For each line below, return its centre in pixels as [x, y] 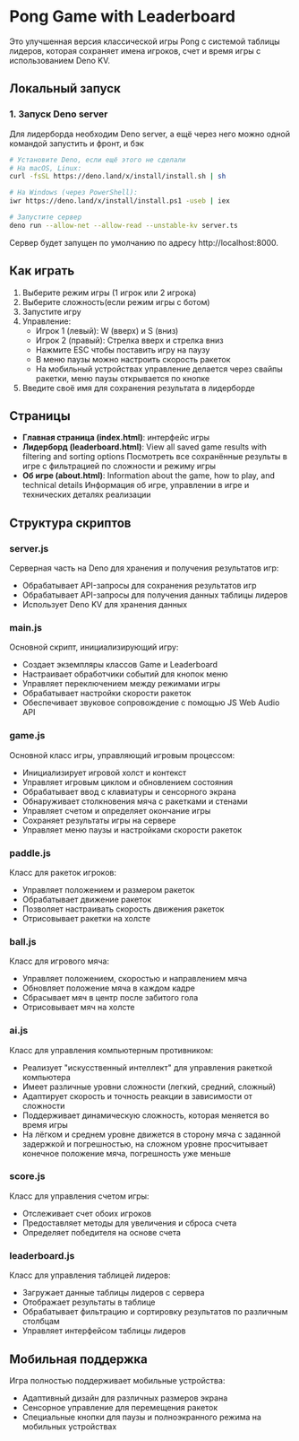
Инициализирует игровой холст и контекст [104, 773]
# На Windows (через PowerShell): [74, 193]
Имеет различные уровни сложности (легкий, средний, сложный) [149, 1087]
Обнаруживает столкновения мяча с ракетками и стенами [135, 801]
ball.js [23, 941]
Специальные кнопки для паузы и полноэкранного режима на [142, 1417]
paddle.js [30, 852]
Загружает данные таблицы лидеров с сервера [113, 1293]
